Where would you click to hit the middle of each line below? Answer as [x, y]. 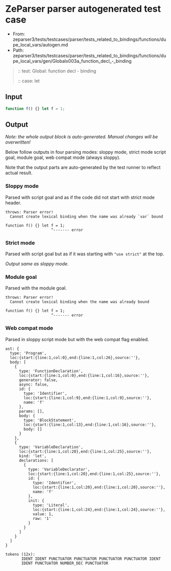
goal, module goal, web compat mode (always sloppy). [63, 158]
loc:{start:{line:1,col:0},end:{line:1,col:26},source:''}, [75, 358]
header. [13, 203]
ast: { [12, 349]
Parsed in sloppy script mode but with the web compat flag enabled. [77, 339]
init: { [36, 501]
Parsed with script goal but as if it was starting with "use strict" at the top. [85, 254]
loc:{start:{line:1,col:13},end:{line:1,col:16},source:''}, [90, 424]
